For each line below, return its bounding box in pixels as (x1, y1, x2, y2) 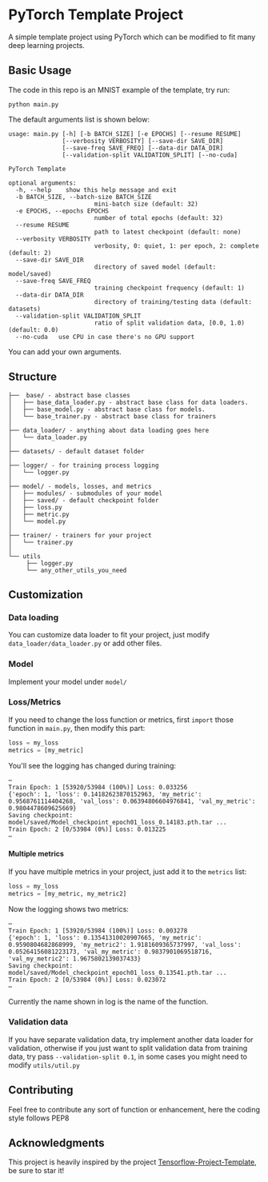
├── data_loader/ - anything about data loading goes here (8, 426, 210, 434)
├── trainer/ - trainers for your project (8, 531, 152, 539)
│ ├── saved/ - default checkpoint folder (8, 496, 159, 505)
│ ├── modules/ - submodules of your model (8, 489, 162, 497)
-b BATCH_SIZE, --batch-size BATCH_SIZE (15, 193, 152, 201)
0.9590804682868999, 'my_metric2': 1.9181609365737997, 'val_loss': (8, 940, 242, 948)
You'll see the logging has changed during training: (8, 761, 177, 770)
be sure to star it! (8, 1166, 65, 1176)
